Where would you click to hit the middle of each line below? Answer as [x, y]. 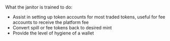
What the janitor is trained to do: [39, 7]
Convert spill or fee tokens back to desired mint [62, 28]
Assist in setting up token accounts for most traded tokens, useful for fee [89, 17]
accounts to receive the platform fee [50, 22]
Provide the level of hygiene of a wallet [53, 33]
